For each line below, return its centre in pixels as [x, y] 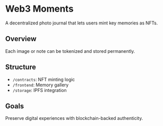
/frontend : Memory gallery [40, 85]
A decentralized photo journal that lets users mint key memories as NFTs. [81, 23]
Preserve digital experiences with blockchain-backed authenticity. [74, 118]
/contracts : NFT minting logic [44, 79]
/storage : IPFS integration [39, 90]
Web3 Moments [39, 9]
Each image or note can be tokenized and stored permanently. [70, 51]
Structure [21, 67]
